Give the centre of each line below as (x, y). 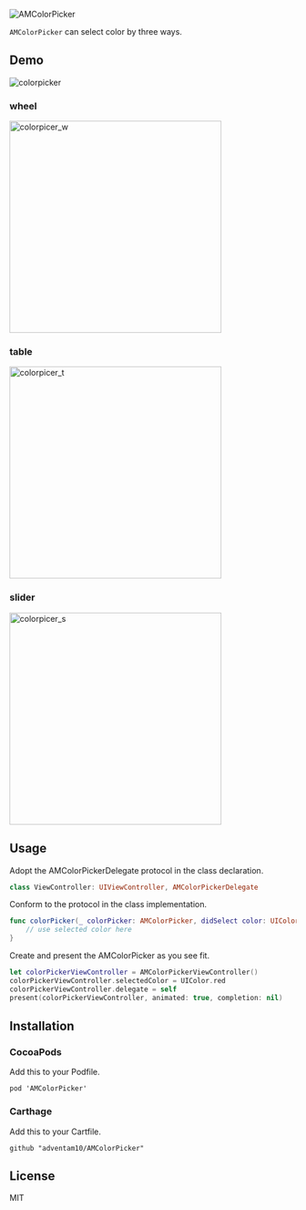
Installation (42, 1026)
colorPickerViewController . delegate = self (93, 989)
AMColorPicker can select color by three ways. (96, 31)
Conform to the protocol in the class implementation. (108, 905)
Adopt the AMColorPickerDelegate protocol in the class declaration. (137, 870)
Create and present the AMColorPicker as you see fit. (110, 956)
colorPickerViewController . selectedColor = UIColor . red (117, 980)
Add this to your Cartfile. (56, 1132)
